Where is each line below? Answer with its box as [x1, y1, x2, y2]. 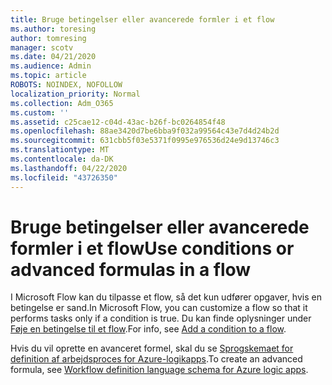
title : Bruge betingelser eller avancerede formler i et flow [10, 14, 275, 25]
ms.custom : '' [10, 107, 70, 118]
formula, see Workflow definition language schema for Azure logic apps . [10, 364, 309, 376]
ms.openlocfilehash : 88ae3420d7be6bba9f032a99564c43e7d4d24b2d [10, 126, 280, 136]
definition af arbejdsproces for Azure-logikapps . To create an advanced [10, 353, 303, 365]
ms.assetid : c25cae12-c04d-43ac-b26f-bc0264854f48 [10, 117, 226, 127]
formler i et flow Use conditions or [10, 237, 295, 260]
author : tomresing [10, 33, 87, 43]
